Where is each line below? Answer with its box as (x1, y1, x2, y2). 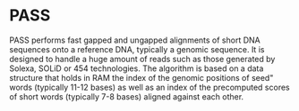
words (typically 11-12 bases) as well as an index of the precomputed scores (9, 82, 290, 92)
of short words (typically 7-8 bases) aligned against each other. (9, 91, 244, 102)
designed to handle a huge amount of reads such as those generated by (9, 53, 276, 64)
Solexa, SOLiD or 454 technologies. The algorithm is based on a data (9, 63, 264, 74)
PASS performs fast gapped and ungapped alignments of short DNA (9, 35, 261, 45)
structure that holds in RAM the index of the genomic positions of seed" (9, 72, 274, 83)
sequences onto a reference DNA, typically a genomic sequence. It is (9, 44, 265, 54)
